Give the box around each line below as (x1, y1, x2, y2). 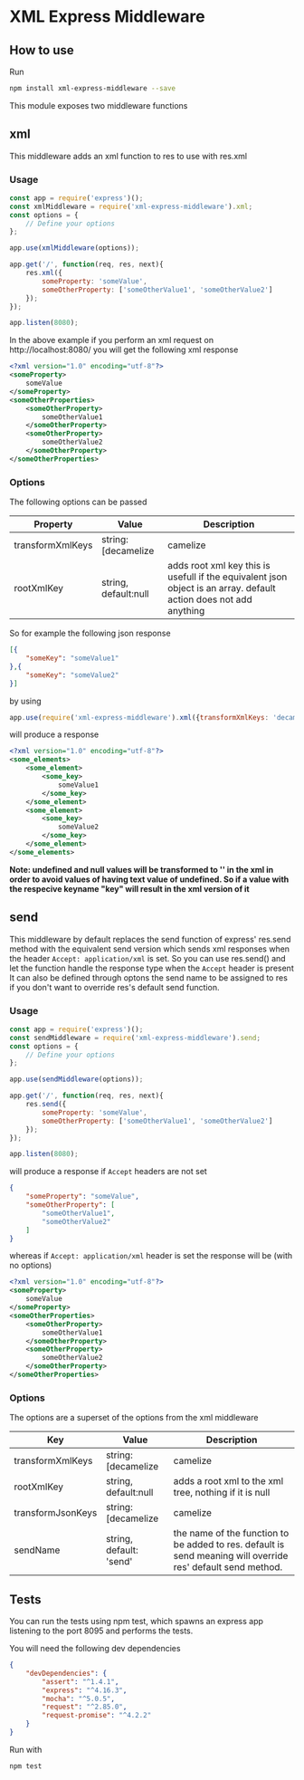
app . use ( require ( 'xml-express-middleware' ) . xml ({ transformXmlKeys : (9, 713, 270, 722)
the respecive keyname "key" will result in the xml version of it (9, 883, 251, 894)
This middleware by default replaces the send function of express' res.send (9, 933, 291, 944)
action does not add (166, 593, 252, 606)
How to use (9, 43, 74, 58)
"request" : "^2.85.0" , (42, 1702, 128, 1712)
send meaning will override (173, 1550, 289, 1563)
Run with (9, 1744, 43, 1755)
